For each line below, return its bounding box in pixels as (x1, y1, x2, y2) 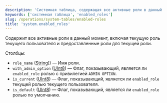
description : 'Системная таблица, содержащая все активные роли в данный (5, 7, 162, 13)
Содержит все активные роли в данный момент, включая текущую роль (5, 35, 160, 41)
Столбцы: (5, 50, 25, 56)
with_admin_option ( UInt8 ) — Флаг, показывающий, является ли (12, 65, 147, 71)
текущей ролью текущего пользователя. (12, 81, 99, 87)
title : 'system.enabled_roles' (5, 21, 70, 27)
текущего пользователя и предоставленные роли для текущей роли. (5, 41, 152, 47)
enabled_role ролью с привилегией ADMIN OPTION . (12, 71, 117, 77)
